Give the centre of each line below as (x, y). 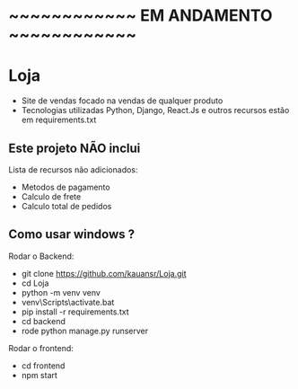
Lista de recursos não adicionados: (73, 169)
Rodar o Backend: (41, 256)
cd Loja (35, 283)
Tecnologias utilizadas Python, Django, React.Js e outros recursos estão (155, 111)
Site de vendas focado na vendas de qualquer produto (122, 101)
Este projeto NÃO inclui (74, 148)
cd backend (44, 321)
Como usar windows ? (72, 234)
